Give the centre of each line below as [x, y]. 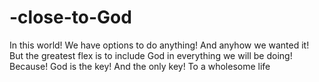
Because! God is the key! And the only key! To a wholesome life [140, 66]
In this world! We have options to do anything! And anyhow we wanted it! [159, 45]
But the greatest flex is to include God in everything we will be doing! [151, 55]
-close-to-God [70, 17]
